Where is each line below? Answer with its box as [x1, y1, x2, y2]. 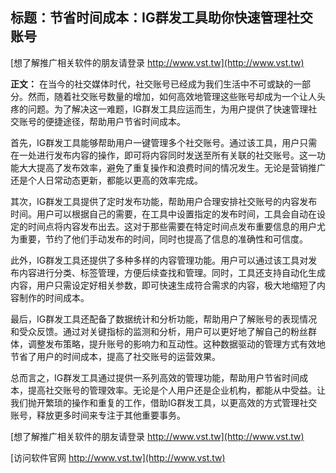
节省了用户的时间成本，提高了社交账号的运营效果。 [10, 350, 221, 362]
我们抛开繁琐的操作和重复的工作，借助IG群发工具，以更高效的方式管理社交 [10, 396, 318, 408]
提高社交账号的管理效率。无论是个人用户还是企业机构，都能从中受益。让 [27, 384, 326, 396]
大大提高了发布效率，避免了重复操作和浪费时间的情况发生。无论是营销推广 [18, 161, 326, 173]
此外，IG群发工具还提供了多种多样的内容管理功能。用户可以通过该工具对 [10, 254, 309, 266]
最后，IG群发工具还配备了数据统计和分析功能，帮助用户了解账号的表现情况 [10, 313, 318, 325]
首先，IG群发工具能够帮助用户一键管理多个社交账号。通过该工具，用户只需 [10, 136, 318, 148]
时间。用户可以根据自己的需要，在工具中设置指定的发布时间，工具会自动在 [10, 208, 317, 220]
